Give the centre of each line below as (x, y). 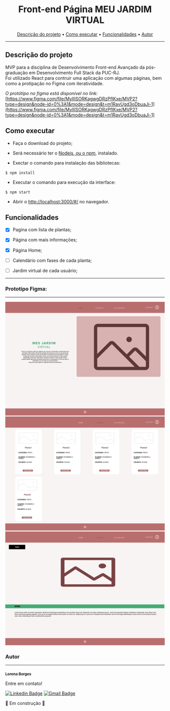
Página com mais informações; (45, 240)
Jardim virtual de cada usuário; (45, 270)
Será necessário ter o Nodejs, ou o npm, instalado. (65, 153)
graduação (16, 73)
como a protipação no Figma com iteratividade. (54, 83)
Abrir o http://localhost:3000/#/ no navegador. (61, 201)
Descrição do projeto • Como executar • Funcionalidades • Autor (85, 34)
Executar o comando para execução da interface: (64, 182)
